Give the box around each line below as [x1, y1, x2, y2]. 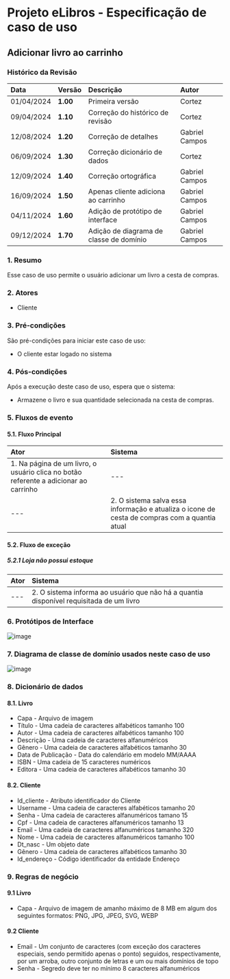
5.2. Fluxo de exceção [7, 540, 71, 549]
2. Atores [7, 288, 38, 298]
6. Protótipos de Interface [7, 617, 94, 626]
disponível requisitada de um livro [31, 596, 140, 606]
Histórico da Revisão [7, 67, 77, 77]
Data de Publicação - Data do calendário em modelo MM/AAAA [16, 750, 196, 759]
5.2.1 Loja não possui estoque [7, 556, 94, 564]
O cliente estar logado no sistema [16, 349, 112, 358]
